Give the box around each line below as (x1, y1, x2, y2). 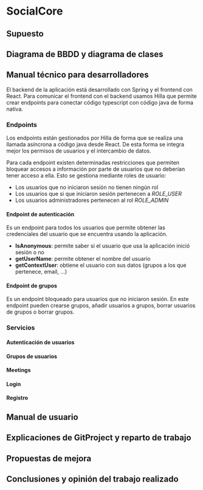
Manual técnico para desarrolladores (6, 70, 149, 80)
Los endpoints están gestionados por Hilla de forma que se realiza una (6, 134, 184, 142)
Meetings (6, 367, 32, 374)
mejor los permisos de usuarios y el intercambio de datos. (6, 147, 152, 154)
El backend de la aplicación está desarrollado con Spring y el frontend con (6, 86, 193, 93)
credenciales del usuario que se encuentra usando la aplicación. (6, 230, 168, 238)
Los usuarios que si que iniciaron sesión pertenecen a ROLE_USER (15, 190, 182, 198)
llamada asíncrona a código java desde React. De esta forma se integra (6, 141, 184, 148)
